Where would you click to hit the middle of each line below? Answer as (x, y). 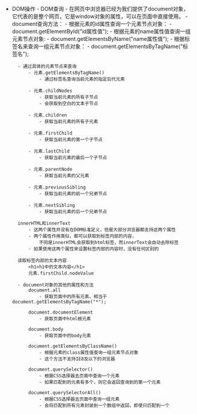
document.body (46, 329)
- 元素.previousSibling (57, 187)
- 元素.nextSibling (51, 205)
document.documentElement (60, 312)
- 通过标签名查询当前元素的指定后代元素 (82, 79)
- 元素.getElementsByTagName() (66, 73)
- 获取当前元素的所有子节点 (68, 97)
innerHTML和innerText (44, 224)
